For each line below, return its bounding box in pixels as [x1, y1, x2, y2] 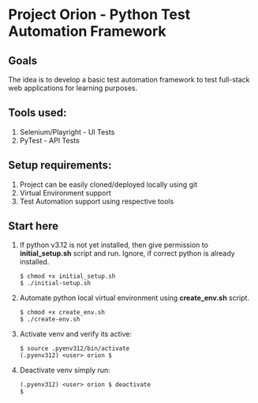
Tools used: [8, 106, 67, 120]
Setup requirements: [8, 158, 112, 172]
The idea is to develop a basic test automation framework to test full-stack [8, 75, 250, 84]
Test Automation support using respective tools [19, 196, 174, 206]
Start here [8, 219, 59, 233]
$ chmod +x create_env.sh [19, 309, 105, 317]
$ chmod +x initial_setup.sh [19, 272, 116, 280]
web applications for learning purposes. [8, 83, 138, 93]
